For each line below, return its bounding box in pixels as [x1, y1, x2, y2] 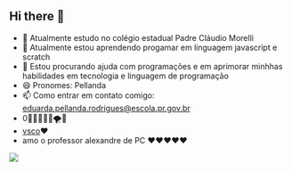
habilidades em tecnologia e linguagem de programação [21, 70, 230, 81]
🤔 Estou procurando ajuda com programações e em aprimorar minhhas [21, 61, 283, 71]
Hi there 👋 [9, 9, 65, 24]
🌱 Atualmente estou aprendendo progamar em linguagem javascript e [21, 42, 278, 53]
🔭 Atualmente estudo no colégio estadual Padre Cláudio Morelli [21, 32, 254, 43]
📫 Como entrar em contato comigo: [21, 90, 155, 101]
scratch [21, 51, 51, 62]
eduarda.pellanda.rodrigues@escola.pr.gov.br [21, 102, 191, 113]
